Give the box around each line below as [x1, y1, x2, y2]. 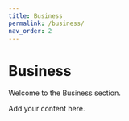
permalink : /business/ [8, 19, 85, 27]
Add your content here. [8, 104, 85, 114]
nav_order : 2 [8, 27, 52, 35]
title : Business [8, 11, 63, 20]
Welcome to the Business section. [8, 88, 121, 98]
